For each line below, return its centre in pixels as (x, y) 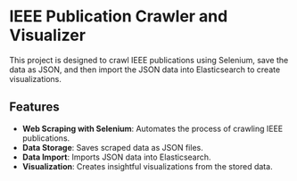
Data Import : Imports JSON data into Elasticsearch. (116, 157)
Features (34, 107)
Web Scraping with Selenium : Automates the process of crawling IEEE (153, 128)
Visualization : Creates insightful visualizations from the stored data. (148, 166)
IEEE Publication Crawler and (119, 16)
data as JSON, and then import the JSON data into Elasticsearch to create (145, 70)
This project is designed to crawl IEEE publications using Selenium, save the (149, 60)
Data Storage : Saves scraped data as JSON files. (112, 147)
